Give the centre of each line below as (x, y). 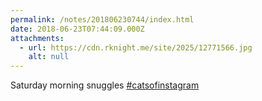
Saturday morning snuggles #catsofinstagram (105, 85)
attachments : (37, 38)
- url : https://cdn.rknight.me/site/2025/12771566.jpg (136, 47)
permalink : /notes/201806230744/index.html (102, 19)
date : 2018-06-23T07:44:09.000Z (77, 29)
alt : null (49, 57)
